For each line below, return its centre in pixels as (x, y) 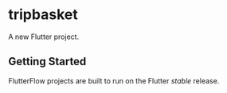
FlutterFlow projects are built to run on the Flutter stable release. (114, 80)
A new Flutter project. (44, 37)
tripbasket (43, 15)
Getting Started (47, 62)
